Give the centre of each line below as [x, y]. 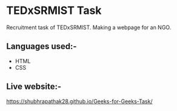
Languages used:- [42, 46]
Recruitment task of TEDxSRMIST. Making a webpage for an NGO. [89, 27]
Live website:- [34, 86]
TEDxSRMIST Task [54, 11]
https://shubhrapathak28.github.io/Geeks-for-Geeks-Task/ [79, 101]
